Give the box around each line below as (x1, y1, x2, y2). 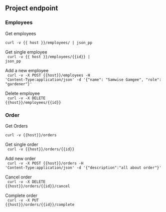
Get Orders (5, 123, 28, 129)
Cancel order (5, 174, 32, 180)
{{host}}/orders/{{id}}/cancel (5, 183, 70, 188)
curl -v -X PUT (7, 197, 39, 202)
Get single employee (5, 49, 47, 55)
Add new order (5, 155, 36, 161)
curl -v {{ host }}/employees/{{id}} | (7, 54, 91, 59)
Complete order (5, 192, 37, 198)
